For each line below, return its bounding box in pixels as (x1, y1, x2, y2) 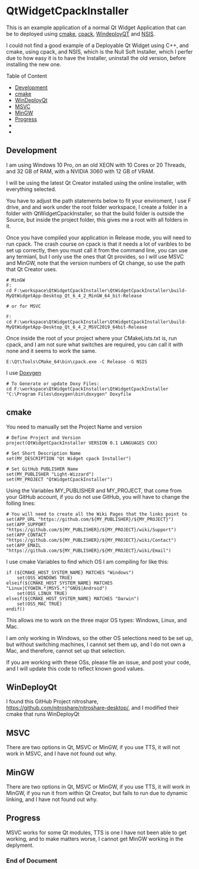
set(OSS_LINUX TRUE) (17, 590, 68, 597)
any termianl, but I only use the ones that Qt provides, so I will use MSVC (6, 253, 184, 260)
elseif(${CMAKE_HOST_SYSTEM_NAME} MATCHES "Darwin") (6, 595, 140, 601)
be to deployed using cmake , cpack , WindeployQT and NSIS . (6, 30, 156, 37)
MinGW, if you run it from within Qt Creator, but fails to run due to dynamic (6, 790, 188, 796)
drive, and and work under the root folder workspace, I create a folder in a (6, 203, 188, 210)
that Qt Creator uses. (6, 265, 58, 272)
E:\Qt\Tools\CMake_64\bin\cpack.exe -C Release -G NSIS (6, 359, 147, 365)
